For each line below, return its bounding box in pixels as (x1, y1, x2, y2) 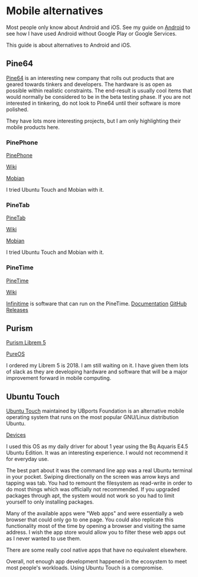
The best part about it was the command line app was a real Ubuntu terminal (6, 467, 193, 474)
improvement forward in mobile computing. (6, 375, 111, 382)
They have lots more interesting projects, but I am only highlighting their (6, 117, 181, 124)
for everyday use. (6, 456, 49, 463)
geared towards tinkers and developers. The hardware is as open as (6, 80, 172, 88)
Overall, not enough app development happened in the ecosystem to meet (6, 558, 187, 565)
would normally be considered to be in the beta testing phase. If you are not (6, 93, 191, 100)
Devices (6, 431, 26, 439)
